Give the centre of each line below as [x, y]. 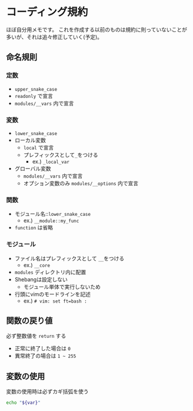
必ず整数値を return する [36, 336]
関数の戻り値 [29, 320]
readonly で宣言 [34, 96]
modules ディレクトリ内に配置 [50, 272]
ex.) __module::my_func [51, 221]
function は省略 [34, 228]
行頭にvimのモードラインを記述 [53, 294]
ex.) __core [37, 265]
